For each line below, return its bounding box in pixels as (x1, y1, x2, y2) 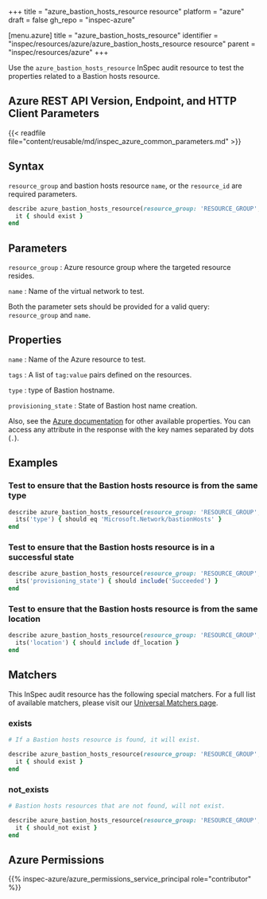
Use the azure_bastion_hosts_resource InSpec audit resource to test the (8, 63, 245, 72)
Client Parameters (8, 107, 100, 120)
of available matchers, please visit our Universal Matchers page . (8, 698, 219, 707)
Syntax (8, 159, 44, 174)
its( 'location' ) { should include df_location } (15, 639, 180, 647)
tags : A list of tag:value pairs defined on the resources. (8, 369, 192, 379)
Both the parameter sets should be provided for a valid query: (8, 302, 211, 311)
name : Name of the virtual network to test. (8, 287, 145, 296)
